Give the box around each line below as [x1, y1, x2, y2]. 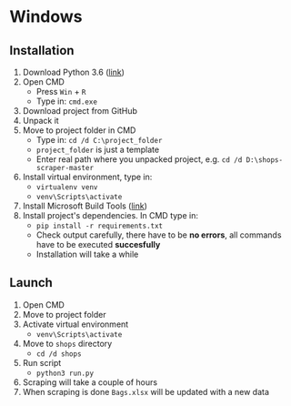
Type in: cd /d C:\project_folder [35, 135, 163, 145]
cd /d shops [35, 349, 82, 359]
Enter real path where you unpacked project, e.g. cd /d [35, 154, 243, 165]
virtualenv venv [35, 183, 98, 192]
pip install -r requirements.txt [35, 221, 164, 230]
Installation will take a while [35, 249, 139, 259]
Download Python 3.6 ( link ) [22, 66, 125, 77]
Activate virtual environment [22, 319, 129, 330]
